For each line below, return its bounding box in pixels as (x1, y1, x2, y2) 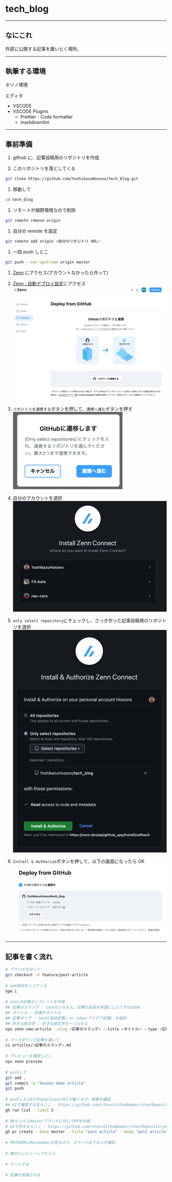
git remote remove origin (5, 218, 60, 223)
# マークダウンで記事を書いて (5, 1037, 60, 1042)
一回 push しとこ (12, 248, 49, 254)
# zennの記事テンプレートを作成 (5, 999, 65, 1004)
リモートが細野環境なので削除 (12, 207, 76, 213)
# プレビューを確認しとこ (5, 1054, 52, 1059)
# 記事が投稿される (5, 1173, 41, 1178)
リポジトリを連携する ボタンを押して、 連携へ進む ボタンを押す (12, 406, 133, 412)
